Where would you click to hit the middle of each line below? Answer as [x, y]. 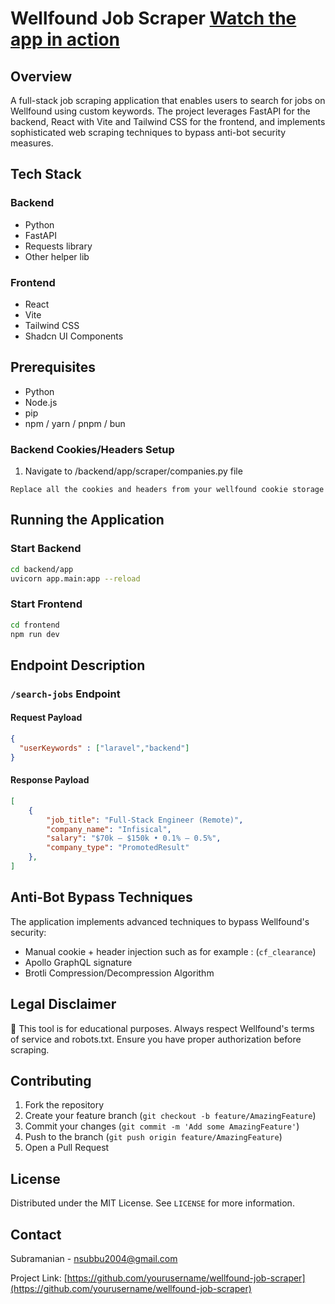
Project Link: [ [39, 1278]
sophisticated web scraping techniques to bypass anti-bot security [148, 132]
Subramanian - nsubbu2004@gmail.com [94, 1258]
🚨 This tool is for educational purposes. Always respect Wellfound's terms [162, 1028]
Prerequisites [53, 367]
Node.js [41, 402]
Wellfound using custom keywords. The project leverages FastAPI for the [160, 111]
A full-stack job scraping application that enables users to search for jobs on [168, 100]
